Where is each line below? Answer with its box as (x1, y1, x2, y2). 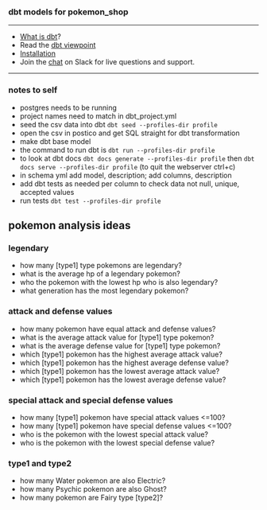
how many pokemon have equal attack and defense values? (19, 324, 216, 333)
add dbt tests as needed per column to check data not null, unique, (19, 178, 240, 189)
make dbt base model (19, 136, 91, 146)
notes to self (8, 84, 58, 95)
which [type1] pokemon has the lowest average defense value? (19, 375, 226, 384)
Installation (19, 49, 56, 58)
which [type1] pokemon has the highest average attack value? (19, 349, 222, 359)
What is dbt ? (19, 32, 61, 41)
